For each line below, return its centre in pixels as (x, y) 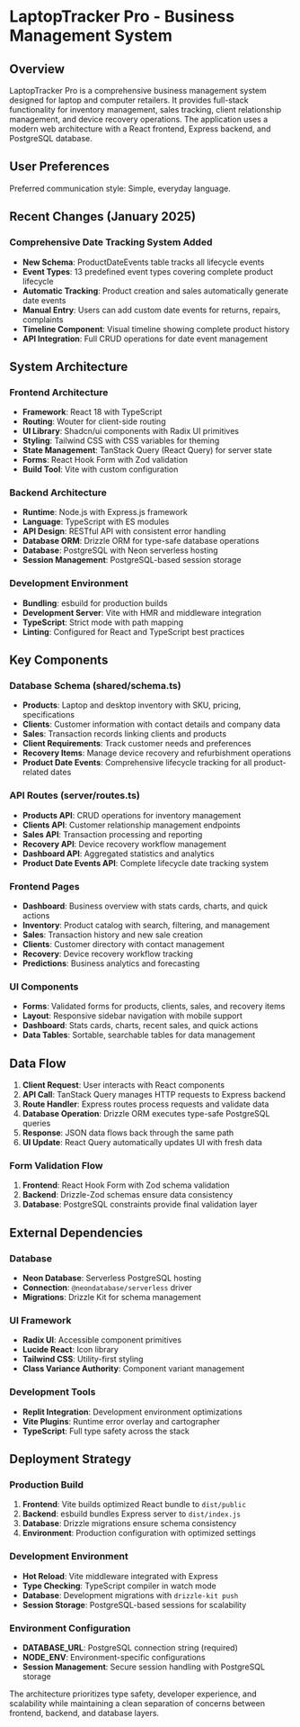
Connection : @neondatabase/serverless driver (107, 1288)
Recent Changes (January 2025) (102, 217)
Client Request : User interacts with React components (124, 1085)
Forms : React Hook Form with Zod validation (105, 460)
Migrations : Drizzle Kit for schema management (112, 1298)
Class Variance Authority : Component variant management (133, 1369)
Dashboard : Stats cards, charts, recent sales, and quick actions (140, 1026)
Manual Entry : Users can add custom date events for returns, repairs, (151, 310)
